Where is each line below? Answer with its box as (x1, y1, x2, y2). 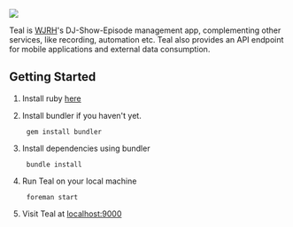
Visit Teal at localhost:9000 (21, 208, 122, 219)
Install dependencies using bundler (21, 143, 150, 153)
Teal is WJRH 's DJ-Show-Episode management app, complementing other (9, 25, 281, 35)
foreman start (26, 192, 79, 201)
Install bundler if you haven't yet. (21, 110, 142, 121)
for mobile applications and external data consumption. (9, 44, 211, 54)
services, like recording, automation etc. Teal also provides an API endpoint (9, 35, 284, 44)
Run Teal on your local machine (21, 176, 137, 186)
